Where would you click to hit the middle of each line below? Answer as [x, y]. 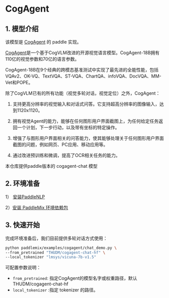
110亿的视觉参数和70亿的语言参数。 [42, 59]
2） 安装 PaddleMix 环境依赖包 [37, 207]
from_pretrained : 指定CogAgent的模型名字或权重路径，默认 [75, 278]
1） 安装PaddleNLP [25, 197]
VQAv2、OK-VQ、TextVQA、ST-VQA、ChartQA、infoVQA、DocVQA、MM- [83, 76]
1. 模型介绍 [22, 29]
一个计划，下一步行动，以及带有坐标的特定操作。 [68, 127]
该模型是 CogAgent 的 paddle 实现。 [43, 42]
